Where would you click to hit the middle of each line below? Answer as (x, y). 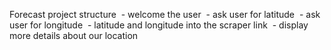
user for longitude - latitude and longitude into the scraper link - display (159, 25)
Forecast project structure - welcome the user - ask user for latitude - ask (165, 14)
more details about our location (74, 35)
